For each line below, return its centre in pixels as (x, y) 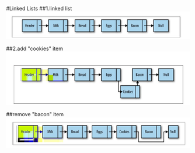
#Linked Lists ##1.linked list (39, 8)
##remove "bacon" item (35, 114)
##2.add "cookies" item (34, 48)
